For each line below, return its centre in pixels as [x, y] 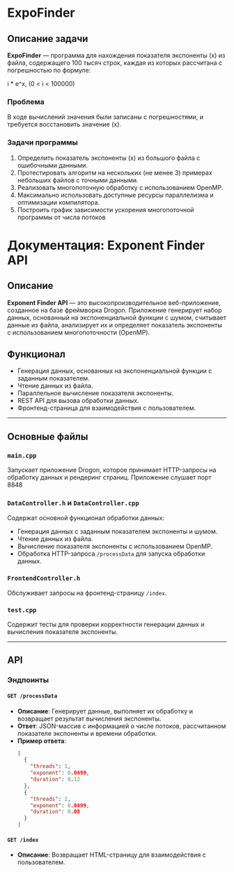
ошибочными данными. [53, 165]
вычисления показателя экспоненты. [63, 631]
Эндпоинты [28, 680]
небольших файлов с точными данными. [78, 180]
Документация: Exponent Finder [106, 245]
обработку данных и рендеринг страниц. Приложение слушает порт [109, 478]
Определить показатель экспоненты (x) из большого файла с [109, 158]
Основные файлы [48, 437]
